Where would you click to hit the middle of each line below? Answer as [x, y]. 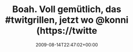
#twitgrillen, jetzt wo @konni [67, 20]
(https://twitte [67, 31]
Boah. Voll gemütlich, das [67, 9]
